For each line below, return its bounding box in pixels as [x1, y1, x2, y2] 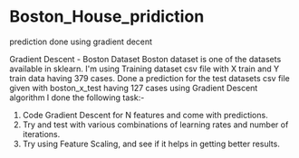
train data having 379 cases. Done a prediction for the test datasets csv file [9, 72, 290, 83]
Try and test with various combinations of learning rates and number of [22, 119, 289, 130]
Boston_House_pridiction [9, 6, 205, 27]
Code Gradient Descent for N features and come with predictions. [22, 109, 269, 120]
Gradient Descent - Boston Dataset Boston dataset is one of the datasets [9, 53, 282, 64]
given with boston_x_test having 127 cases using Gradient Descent [9, 82, 258, 93]
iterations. [22, 128, 61, 139]
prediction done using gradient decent [9, 36, 152, 47]
